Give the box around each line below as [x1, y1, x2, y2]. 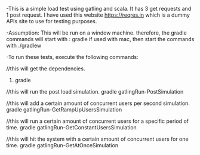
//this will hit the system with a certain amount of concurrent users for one [6, 135, 189, 142]
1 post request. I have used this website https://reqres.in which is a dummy [6, 11, 190, 18]
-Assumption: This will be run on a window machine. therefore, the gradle [6, 29, 187, 36]
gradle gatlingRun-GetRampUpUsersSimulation [6, 106, 122, 113]
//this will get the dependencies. [6, 65, 85, 72]
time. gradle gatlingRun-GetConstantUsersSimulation [6, 124, 137, 131]
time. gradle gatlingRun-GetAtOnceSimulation [6, 142, 118, 148]
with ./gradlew [6, 42, 42, 49]
